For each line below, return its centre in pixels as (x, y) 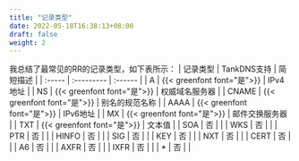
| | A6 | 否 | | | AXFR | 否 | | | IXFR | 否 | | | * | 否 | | (100, 148)
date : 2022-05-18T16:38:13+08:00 (72, 26)
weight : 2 (28, 42)
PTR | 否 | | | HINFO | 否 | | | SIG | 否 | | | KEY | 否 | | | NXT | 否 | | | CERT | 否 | (150, 136)
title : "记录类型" (41, 17)
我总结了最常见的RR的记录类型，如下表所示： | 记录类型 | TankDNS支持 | (143, 69)
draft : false (34, 34)
